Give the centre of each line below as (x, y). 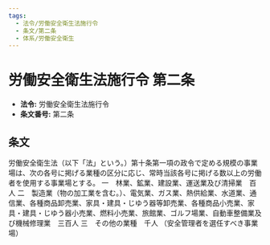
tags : (17, 16)
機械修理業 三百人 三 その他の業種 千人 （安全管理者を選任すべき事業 (137, 223)
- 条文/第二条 (36, 31)
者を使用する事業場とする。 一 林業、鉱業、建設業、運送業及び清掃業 (125, 183)
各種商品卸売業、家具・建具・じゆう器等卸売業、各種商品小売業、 (138, 203)
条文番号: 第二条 (47, 114)
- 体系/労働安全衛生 (45, 38)
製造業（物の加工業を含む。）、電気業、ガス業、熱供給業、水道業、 (140, 193)
